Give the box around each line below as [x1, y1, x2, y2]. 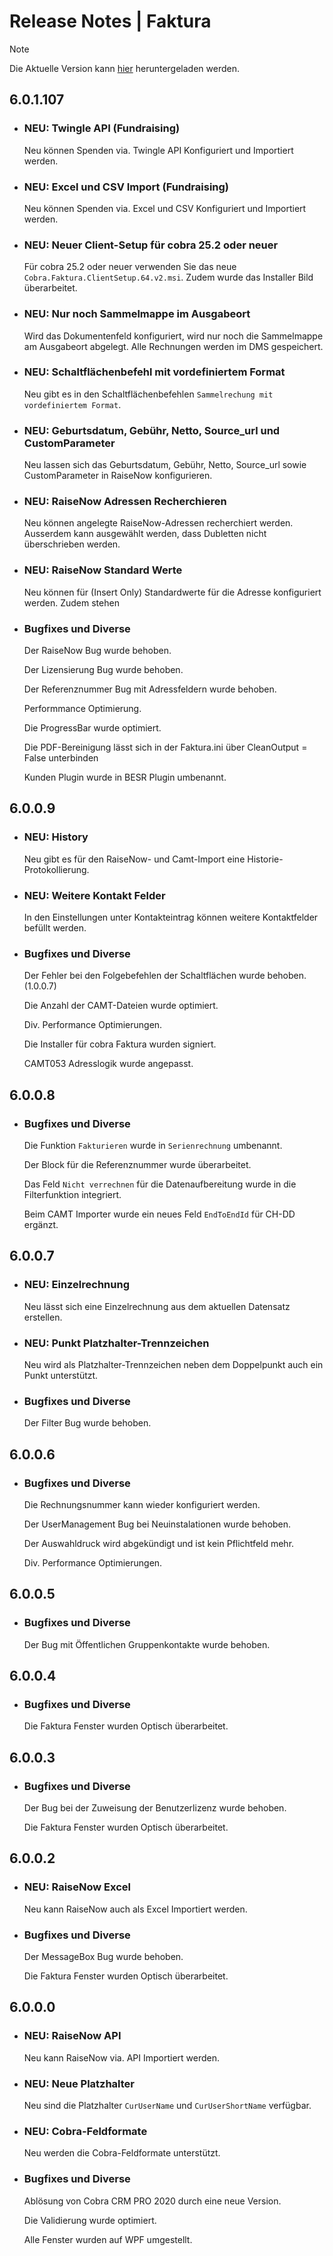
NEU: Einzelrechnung [23, 1278, 130, 1292]
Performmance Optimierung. [23, 703, 142, 714]
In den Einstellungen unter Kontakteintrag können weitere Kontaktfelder [23, 911, 319, 923]
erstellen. [23, 1311, 63, 1323]
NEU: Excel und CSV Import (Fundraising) [23, 180, 230, 194]
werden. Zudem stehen [23, 596, 120, 609]
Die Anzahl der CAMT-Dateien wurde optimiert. [23, 1000, 219, 1012]
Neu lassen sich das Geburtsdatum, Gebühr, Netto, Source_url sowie [23, 459, 307, 471]
